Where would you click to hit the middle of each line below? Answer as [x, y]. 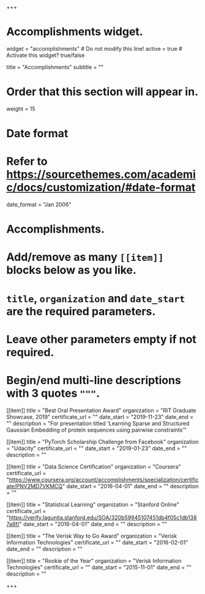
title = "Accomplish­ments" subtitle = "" [55, 67]
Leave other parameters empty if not [102, 339]
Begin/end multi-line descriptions [94, 380]
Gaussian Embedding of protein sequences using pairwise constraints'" [97, 430]
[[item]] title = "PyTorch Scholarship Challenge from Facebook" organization [102, 442]
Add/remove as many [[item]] [85, 257]
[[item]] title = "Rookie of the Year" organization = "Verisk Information [94, 560]
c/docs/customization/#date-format [101, 188]
